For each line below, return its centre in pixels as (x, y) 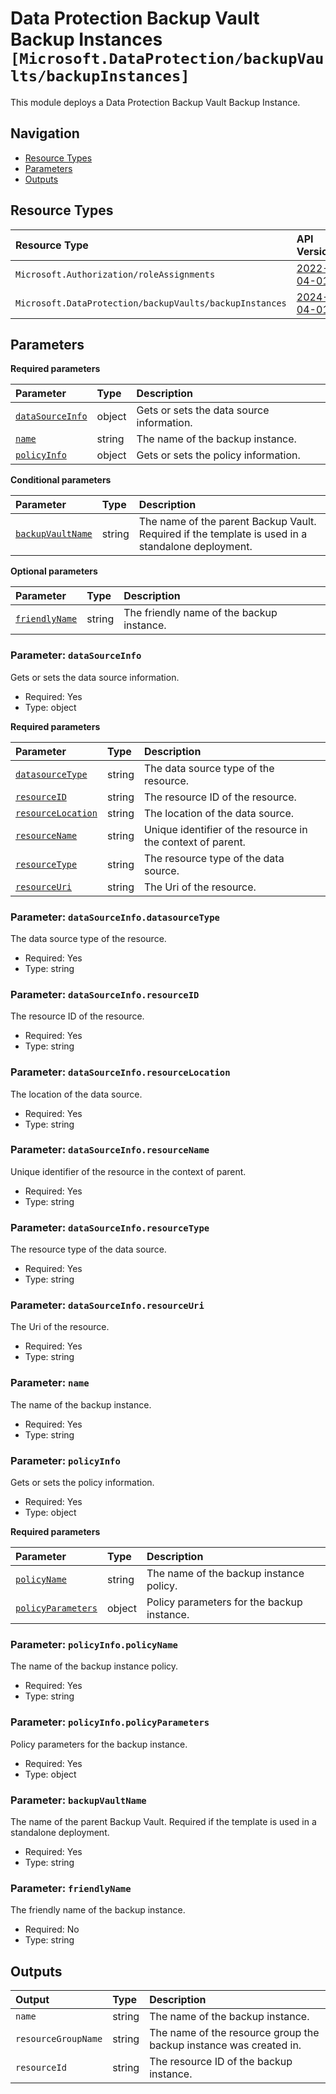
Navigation (45, 133)
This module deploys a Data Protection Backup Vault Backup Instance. (155, 102)
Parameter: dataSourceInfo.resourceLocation (120, 1072)
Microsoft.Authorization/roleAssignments (115, 274)
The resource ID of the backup (221, 2062)
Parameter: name (50, 1383)
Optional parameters (54, 571)
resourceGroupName (59, 2039)
